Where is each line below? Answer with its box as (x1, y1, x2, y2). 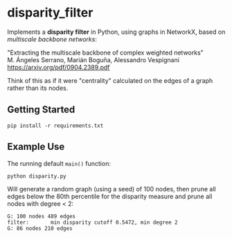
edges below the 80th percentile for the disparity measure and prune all (7, 192, 213, 200)
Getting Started (7, 104, 75, 115)
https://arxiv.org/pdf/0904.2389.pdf (7, 63, 110, 71)
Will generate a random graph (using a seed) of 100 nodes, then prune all (7, 184, 216, 193)
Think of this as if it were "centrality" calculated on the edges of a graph (7, 76, 213, 84)
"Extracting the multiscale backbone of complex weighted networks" (7, 48, 204, 57)
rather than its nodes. (7, 84, 69, 92)
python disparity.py (7, 173, 67, 180)
